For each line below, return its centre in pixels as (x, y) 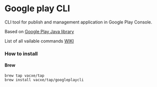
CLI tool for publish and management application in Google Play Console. (78, 22)
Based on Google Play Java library (39, 31)
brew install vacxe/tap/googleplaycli (44, 80)
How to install (21, 53)
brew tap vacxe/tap (25, 76)
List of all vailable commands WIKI (39, 41)
